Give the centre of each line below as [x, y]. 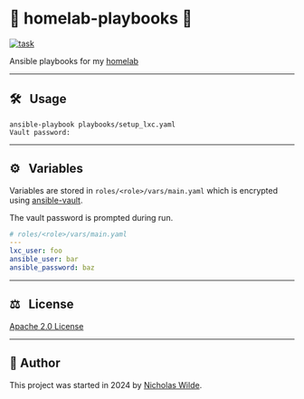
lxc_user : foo [36, 251]
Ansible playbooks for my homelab [74, 61]
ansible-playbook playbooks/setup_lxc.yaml [93, 124]
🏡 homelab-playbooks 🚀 [101, 19]
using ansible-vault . [46, 200]
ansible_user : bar [44, 260]
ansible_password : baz [52, 268]
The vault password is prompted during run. [91, 217]
